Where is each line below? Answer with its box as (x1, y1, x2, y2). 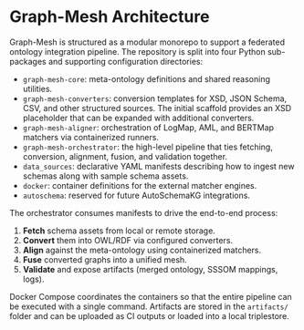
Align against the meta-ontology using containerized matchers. (22, 244, 262, 255)
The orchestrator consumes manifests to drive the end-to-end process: (9, 207, 278, 218)
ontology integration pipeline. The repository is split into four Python (9, 46, 267, 57)
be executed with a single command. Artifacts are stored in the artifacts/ (9, 301, 289, 312)
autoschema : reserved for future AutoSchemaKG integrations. (22, 190, 251, 201)
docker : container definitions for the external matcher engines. (22, 180, 257, 191)
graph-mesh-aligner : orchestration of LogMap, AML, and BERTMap (22, 121, 275, 133)
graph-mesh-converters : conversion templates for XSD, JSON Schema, (22, 93, 288, 104)
